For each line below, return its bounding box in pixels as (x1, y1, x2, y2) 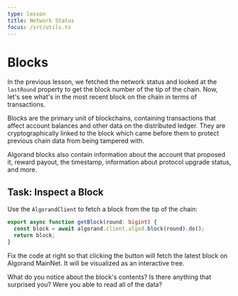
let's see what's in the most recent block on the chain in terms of (7, 93, 198, 102)
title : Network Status (7, 17, 75, 24)
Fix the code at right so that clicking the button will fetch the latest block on (7, 251, 228, 260)
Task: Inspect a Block (7, 186, 104, 198)
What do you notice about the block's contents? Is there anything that (7, 273, 212, 281)
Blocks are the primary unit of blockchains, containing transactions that (7, 114, 217, 123)
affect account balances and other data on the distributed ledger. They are (7, 121, 226, 130)
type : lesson (7, 10, 46, 18)
